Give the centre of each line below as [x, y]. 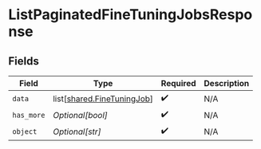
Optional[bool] [80, 115]
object [25, 131]
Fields [24, 61]
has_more [29, 115]
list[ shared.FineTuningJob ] [103, 99]
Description [227, 83]
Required [179, 83]
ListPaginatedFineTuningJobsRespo [130, 15]
